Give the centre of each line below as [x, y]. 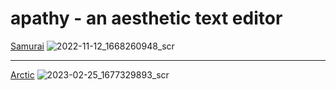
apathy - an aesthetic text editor [146, 18]
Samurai [27, 46]
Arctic [22, 74]
